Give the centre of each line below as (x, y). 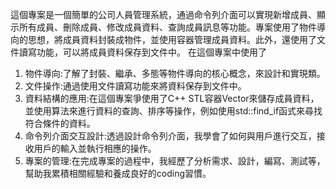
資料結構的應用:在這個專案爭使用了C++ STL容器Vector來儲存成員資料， (172, 98)
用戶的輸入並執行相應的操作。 (95, 148)
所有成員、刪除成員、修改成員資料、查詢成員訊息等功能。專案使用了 (159, 27)
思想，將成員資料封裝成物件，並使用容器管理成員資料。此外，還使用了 (172, 39)
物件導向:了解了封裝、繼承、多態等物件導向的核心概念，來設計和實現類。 (175, 73)
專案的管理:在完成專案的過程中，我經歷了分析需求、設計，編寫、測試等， (175, 161)
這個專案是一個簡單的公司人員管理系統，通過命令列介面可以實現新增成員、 (163, 14)
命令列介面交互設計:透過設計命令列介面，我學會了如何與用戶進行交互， (170, 136)
